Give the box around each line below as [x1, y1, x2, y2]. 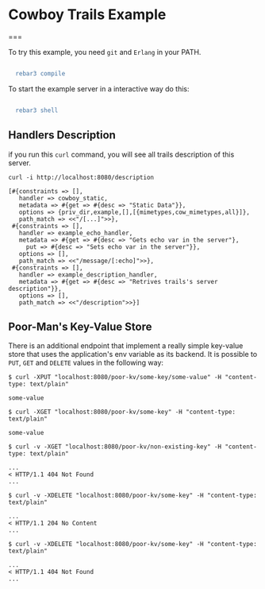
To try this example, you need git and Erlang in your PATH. [8, 47, 202, 56]
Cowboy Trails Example [8, 6, 167, 24]
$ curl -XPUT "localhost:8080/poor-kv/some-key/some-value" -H [8, 374, 222, 382]
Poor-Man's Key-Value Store [8, 320, 152, 333]
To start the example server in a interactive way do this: [8, 83, 190, 93]
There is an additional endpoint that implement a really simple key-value [8, 341, 244, 351]
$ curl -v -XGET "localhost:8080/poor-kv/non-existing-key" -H [8, 443, 222, 451]
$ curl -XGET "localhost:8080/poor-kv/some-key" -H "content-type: [8, 408, 236, 417]
